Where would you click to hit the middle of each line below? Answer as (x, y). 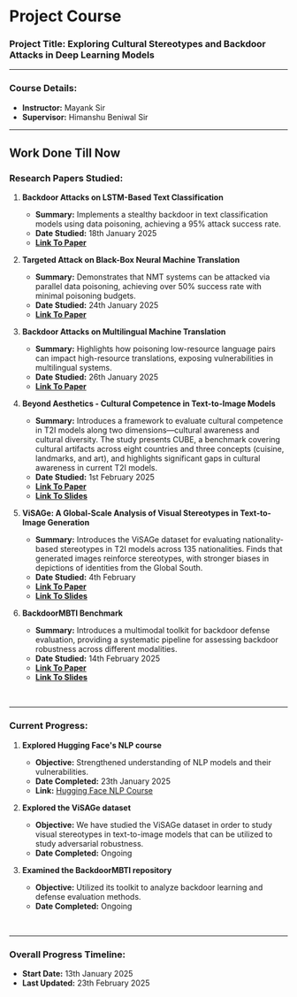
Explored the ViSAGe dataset (76, 808)
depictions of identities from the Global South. (119, 568)
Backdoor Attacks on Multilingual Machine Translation (124, 332)
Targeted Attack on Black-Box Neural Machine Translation (131, 260)
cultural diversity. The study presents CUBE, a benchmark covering (158, 440)
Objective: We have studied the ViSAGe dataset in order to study (153, 824)
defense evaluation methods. (88, 896)
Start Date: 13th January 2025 (77, 974)
